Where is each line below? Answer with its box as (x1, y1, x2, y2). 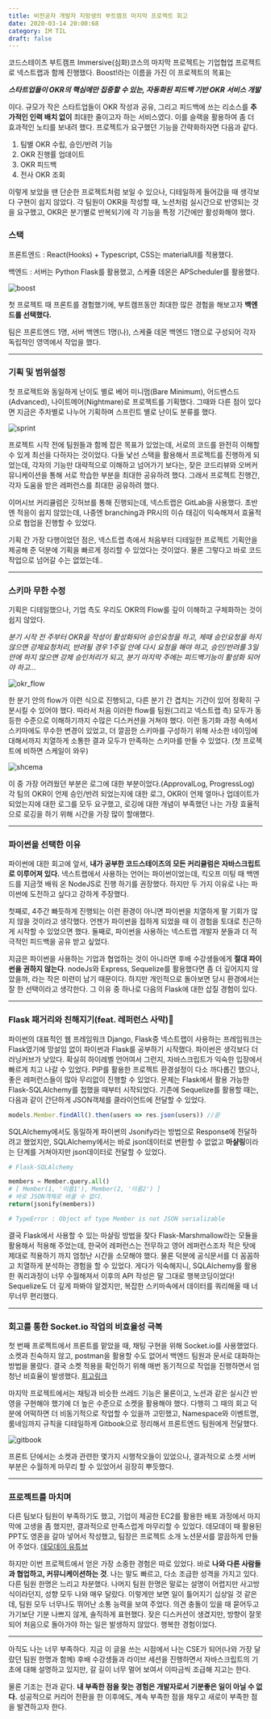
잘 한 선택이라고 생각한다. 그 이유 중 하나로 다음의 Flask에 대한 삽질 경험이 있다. (8, 984, 258, 994)
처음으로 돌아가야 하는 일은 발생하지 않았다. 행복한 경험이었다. (23, 1619, 218, 1629)
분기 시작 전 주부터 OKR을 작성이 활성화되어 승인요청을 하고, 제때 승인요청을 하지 (8, 632, 262, 642)
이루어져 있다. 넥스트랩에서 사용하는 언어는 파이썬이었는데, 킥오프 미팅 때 (16, 869, 244, 879)
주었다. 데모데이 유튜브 (16, 1542, 89, 1551)
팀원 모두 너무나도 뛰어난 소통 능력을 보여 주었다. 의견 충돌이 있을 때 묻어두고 (19, 1599, 260, 1609)
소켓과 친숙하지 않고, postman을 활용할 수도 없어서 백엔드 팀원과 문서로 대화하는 (8, 1351, 261, 1360)
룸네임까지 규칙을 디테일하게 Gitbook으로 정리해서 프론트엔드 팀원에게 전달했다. (8, 1419, 259, 1428)
